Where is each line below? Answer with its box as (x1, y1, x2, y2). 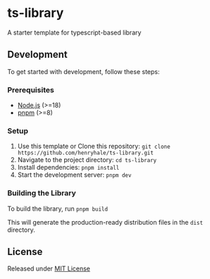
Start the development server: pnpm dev (17, 170, 132, 179)
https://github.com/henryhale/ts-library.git (17, 149, 154, 156)
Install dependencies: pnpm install (17, 163, 120, 172)
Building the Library (7, 188, 76, 198)
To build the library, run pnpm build (7, 204, 108, 213)
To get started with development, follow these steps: (7, 67, 160, 75)
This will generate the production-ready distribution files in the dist (7, 218, 203, 226)
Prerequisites (7, 85, 54, 94)
